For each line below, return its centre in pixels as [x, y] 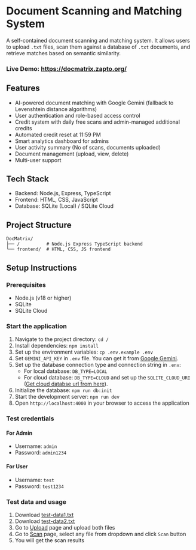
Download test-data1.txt [44, 515]
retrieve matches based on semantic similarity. [64, 53]
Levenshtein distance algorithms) [56, 109]
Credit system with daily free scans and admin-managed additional [97, 122]
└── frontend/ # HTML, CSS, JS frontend [59, 249]
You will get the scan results [50, 540]
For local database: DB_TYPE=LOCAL [65, 371]
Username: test [35, 480]
